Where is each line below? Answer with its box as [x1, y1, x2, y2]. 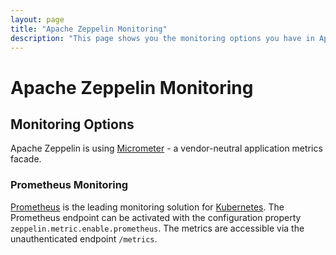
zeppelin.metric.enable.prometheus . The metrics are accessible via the [10, 222, 305, 234]
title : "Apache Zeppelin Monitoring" [10, 24, 168, 34]
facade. [10, 153, 42, 165]
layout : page [10, 14, 65, 25]
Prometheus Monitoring [10, 178, 129, 192]
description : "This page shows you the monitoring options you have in [10, 33, 315, 43]
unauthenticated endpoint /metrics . [10, 232, 158, 245]
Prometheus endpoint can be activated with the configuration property [10, 211, 302, 223]
